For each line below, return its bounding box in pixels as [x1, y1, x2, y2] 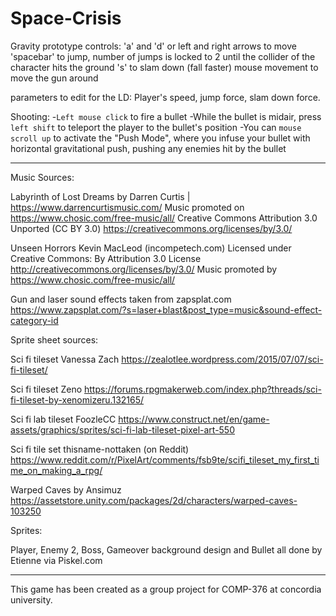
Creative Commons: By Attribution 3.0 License [10, 252, 202, 264]
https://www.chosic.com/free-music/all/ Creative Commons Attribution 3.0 [10, 212, 318, 224]
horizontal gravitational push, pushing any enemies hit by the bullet [10, 142, 287, 154]
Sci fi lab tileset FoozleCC [10, 413, 117, 425]
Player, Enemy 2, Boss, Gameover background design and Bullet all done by [10, 543, 323, 556]
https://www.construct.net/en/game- [118, 413, 270, 425]
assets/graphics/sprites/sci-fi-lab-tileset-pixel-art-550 [10, 423, 236, 436]
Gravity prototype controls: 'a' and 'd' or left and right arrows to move [10, 40, 297, 52]
